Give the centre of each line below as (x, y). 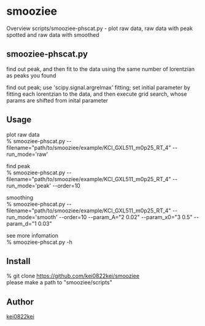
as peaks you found (31, 76)
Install (18, 261)
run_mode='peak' (29, 185)
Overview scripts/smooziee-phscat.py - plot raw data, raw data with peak (100, 28)
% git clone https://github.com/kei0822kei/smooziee (73, 276)
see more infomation (33, 235)
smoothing (20, 197)
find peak (18, 166)
